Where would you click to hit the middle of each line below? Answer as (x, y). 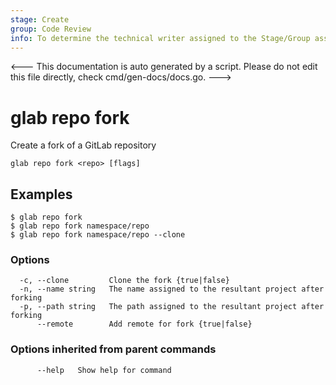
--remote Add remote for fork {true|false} (144, 324)
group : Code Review (51, 29)
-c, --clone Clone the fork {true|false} (124, 281)
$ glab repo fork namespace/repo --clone (98, 235)
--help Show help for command (104, 370)
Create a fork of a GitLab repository (83, 145)
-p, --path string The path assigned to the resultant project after (172, 307)
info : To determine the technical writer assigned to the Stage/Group (160, 38)
